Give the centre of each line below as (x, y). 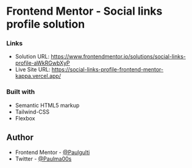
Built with (21, 92)
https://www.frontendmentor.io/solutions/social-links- (118, 57)
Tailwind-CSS (32, 112)
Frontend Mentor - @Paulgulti (52, 152)
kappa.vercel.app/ (38, 76)
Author (20, 138)
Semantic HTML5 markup (47, 105)
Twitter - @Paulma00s (43, 159)
